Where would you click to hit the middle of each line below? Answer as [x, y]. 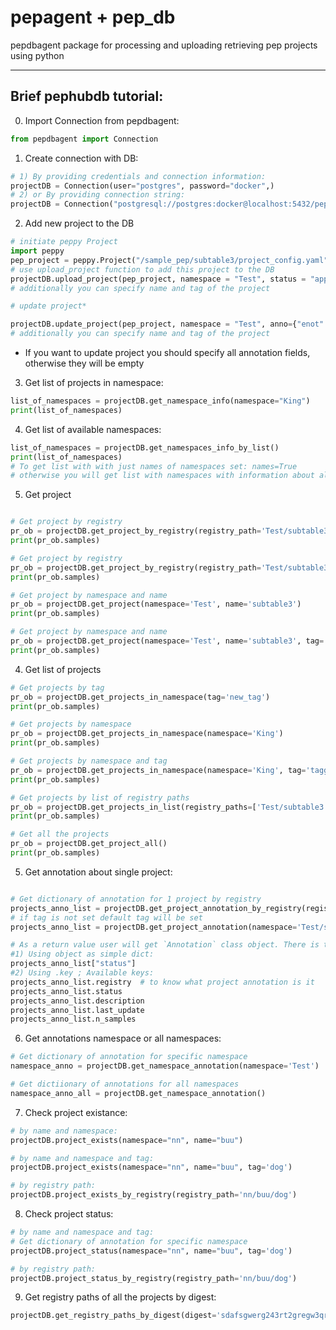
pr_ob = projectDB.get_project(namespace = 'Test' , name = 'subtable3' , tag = [167, 641]
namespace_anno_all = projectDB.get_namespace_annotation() [138, 1093]
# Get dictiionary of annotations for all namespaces [125, 1084]
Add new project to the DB [79, 223]
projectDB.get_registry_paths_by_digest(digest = [113, 1316]
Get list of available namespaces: [93, 429]
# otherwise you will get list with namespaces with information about [162, 476]
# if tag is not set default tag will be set [106, 917]
